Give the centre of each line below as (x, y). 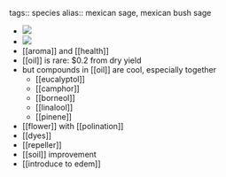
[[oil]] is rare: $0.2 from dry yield (82, 60)
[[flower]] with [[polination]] (73, 126)
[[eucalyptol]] (60, 79)
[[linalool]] (54, 107)
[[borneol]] (55, 98)
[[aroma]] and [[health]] (65, 51)
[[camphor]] (57, 88)
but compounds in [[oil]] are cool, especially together (119, 69)
